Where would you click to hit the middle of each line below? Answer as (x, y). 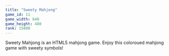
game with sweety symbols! (34, 48)
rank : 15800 (18, 28)
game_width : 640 (22, 19)
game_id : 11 (18, 14)
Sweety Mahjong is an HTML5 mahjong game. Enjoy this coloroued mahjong (84, 42)
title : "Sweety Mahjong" (31, 10)
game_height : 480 (23, 24)
